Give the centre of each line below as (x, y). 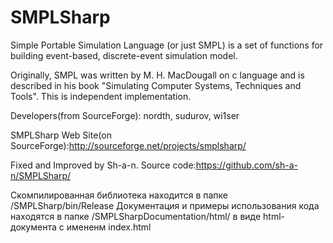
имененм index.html (109, 227)
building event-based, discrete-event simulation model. (124, 55)
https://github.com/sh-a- (246, 165)
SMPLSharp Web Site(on (61, 135)
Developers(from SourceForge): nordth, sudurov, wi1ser (125, 115)
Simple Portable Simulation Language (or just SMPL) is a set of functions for (167, 45)
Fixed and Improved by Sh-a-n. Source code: (103, 165)
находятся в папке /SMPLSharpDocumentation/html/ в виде (136, 216)
